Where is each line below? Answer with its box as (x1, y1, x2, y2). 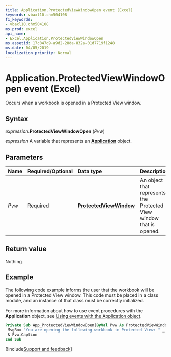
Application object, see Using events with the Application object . (5, 313, 142, 319)
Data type (77, 168, 102, 175)
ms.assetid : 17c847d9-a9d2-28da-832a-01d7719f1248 (5, 41, 115, 46)
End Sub (5, 337, 22, 342)
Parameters (5, 152, 43, 161)
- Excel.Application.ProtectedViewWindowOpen (5, 36, 103, 41)
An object (139, 176, 163, 184)
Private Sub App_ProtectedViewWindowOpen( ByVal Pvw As (5, 322, 124, 328)
